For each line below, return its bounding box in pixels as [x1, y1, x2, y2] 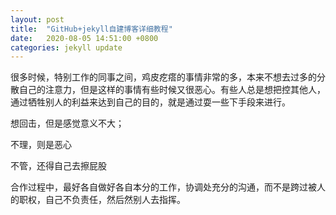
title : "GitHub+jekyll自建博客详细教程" [10, 24, 173, 34]
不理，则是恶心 [10, 139, 72, 151]
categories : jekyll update [10, 42, 123, 53]
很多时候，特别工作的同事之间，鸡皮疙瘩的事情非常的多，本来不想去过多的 [10, 71, 317, 83]
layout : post [10, 14, 65, 25]
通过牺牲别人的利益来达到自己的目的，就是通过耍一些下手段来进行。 [10, 96, 291, 108]
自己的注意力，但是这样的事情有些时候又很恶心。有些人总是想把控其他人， [18, 84, 326, 96]
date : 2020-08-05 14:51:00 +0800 [10, 33, 159, 43]
